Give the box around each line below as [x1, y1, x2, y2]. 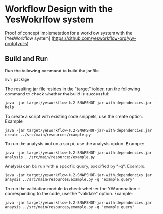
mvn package [5, 77, 29, 82]
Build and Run [5, 55, 48, 63]
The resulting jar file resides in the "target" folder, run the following [5, 86, 140, 92]
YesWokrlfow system [5, 14, 93, 25]
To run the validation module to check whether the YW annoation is [5, 185, 141, 191]
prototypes [5, 40, 27, 46]
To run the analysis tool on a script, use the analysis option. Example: [5, 141, 144, 146]
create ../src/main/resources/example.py [5, 132, 91, 137]
